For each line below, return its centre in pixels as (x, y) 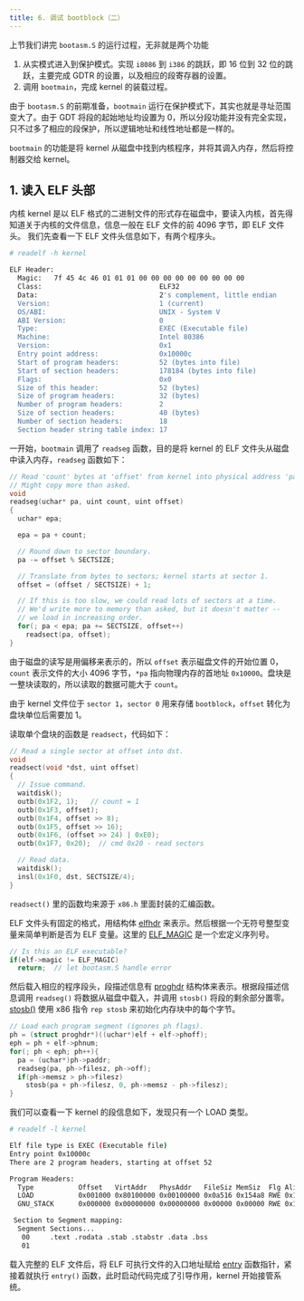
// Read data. (44, 860)
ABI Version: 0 (91, 320)
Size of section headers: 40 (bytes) (109, 413)
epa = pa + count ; (52, 535)
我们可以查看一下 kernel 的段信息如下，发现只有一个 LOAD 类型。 (131, 1112)
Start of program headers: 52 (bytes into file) (129, 362)
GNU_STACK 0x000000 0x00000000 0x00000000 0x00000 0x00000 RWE (149, 1204)
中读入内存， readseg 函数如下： (69, 459)
